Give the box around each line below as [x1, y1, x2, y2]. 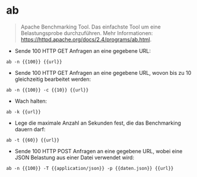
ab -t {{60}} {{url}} [6, 137, 60, 143]
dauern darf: [14, 125, 46, 132]
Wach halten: [14, 97, 47, 105]
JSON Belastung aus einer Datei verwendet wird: [14, 154, 135, 161]
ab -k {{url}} [6, 109, 42, 115]
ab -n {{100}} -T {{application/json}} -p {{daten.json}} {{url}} [6, 165, 174, 171]
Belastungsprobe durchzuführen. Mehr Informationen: [20, 29, 153, 36]
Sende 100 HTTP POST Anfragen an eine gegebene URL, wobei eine [14, 147, 183, 154]
